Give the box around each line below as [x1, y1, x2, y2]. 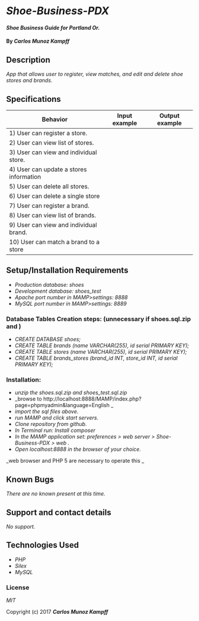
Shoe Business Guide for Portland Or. [6, 24, 100, 31]
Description [6, 55, 50, 65]
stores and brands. [6, 77, 53, 84]
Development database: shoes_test [14, 287, 102, 295]
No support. [6, 523, 36, 530]
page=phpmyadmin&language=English [14, 402, 110, 409]
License [6, 583, 30, 591]
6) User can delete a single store [9, 192, 100, 200]
